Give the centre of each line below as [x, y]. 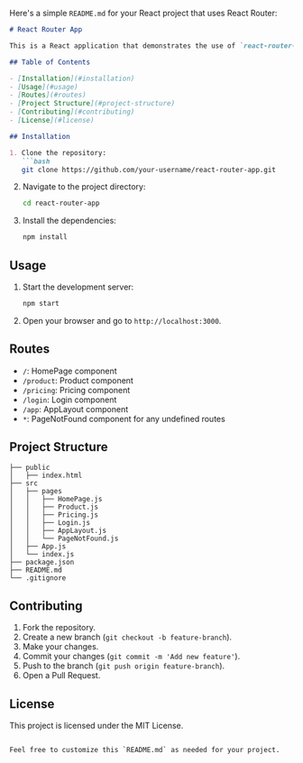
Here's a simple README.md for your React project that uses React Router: [143, 13]
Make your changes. [60, 647]
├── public [30, 468]
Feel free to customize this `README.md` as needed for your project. [145, 750]
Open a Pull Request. [61, 676]
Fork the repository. [59, 628]
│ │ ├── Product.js [54, 507]
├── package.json [42, 563]
